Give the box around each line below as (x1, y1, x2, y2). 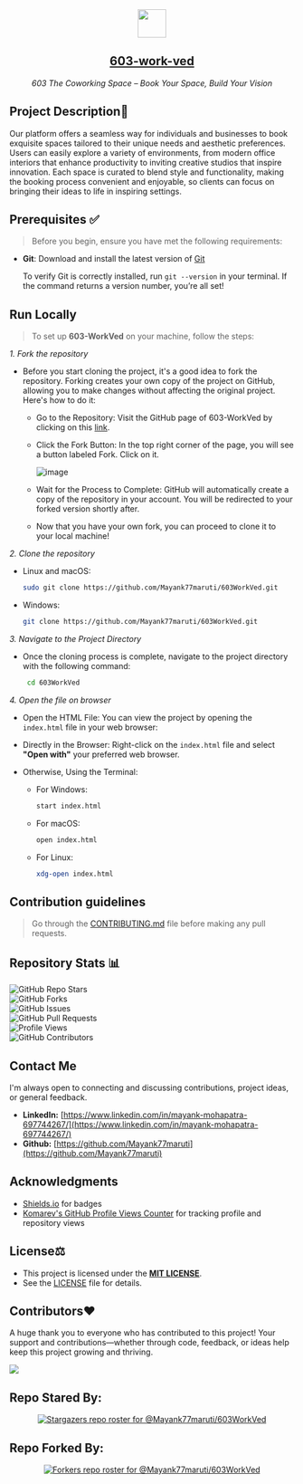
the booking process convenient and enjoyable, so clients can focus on (9, 176, 275, 187)
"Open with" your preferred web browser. (22, 749, 180, 760)
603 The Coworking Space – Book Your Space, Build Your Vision (31, 77, 273, 89)
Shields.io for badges (22, 1198, 102, 1209)
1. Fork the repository (9, 349, 89, 359)
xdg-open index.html (35, 869, 114, 878)
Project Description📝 (9, 104, 129, 120)
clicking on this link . (35, 422, 110, 433)
